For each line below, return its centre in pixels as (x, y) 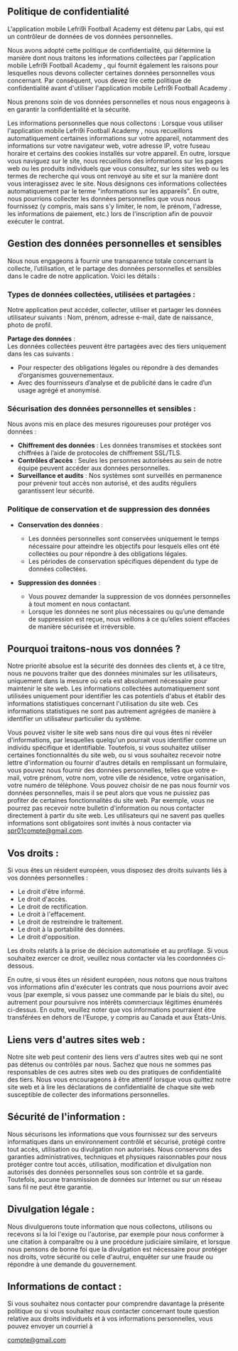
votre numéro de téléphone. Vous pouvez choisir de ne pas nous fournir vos (119, 786)
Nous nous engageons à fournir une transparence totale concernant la (110, 261)
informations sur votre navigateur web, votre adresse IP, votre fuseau (109, 146)
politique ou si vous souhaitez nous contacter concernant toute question (113, 1311)
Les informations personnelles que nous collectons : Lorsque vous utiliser (115, 123)
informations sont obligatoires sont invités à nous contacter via (99, 823)
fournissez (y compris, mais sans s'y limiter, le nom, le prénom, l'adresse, (115, 206)
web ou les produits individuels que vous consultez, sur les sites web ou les (118, 168)
